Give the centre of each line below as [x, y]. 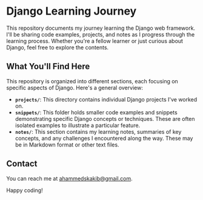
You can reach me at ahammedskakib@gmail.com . [69, 178]
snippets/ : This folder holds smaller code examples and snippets [96, 112]
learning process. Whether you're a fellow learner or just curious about [95, 41]
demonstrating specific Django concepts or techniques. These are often [105, 119]
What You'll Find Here [48, 67]
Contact [22, 164]
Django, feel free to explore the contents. [58, 47]
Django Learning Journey [72, 11]
